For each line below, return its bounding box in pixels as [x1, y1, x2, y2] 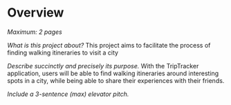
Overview [7, 5, 64, 21]
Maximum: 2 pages [7, 28, 62, 36]
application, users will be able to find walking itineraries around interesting [7, 69, 219, 77]
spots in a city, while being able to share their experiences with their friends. [7, 76, 225, 84]
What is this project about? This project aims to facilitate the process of [7, 41, 211, 49]
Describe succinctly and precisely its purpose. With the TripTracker [7, 61, 199, 70]
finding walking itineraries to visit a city [7, 48, 119, 57]
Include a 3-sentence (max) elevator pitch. [7, 90, 129, 98]
